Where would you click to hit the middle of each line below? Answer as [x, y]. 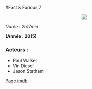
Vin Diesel [23, 66]
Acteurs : [17, 49]
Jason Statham [28, 71]
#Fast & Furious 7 [23, 7]
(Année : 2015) [21, 36]
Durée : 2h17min [22, 27]
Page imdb [16, 81]
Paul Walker [25, 61]
